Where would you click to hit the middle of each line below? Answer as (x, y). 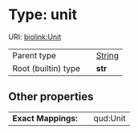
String (107, 55)
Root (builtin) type (47, 68)
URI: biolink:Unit (35, 37)
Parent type (34, 55)
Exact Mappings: (45, 118)
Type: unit (43, 15)
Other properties (51, 97)
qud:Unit (110, 118)
